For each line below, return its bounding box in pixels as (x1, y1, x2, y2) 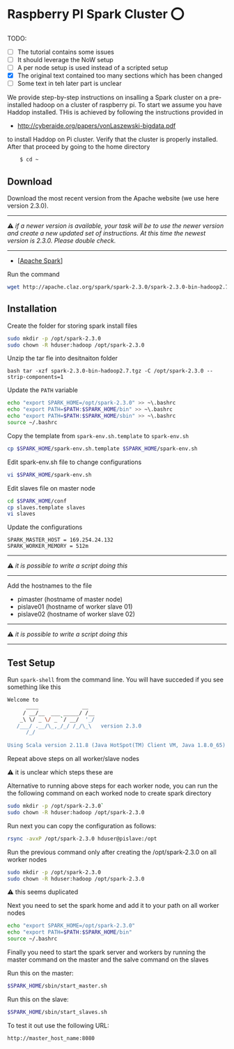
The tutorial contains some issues (17, 48, 115, 56)
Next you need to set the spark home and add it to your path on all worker (7, 902, 219, 910)
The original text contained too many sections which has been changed (17, 71, 223, 80)
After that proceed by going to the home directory (7, 143, 150, 151)
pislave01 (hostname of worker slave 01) (17, 602, 133, 611)
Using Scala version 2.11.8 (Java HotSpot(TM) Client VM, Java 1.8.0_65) (7, 742, 226, 749)
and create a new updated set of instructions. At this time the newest (7, 229, 206, 237)
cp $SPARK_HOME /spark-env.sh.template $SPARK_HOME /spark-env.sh (7, 445, 198, 452)
